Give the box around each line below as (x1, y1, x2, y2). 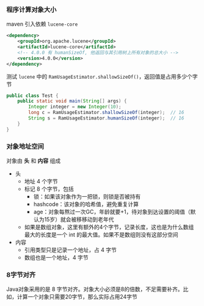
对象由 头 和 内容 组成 (6, 157, 61, 164)
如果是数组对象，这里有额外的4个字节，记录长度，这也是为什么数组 (24, 223, 194, 230)
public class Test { (6, 93, 59, 99)
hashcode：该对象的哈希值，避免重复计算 (33, 200, 139, 208)
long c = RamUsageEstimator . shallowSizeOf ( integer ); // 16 (28, 110, 184, 116)
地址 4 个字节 (24, 177, 58, 185)
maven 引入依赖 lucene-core (6, 20, 78, 28)
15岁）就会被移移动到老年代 (44, 215, 114, 223)
